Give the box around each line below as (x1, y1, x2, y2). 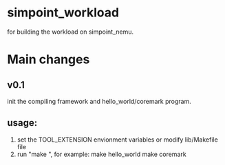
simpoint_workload (7, 5, 119, 21)
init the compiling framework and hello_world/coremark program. (7, 97, 191, 105)
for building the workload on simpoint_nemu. (7, 27, 134, 36)
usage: (7, 117, 38, 129)
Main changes (7, 52, 90, 67)
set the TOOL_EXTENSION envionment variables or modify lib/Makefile (17, 135, 218, 144)
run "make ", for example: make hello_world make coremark (17, 150, 187, 158)
